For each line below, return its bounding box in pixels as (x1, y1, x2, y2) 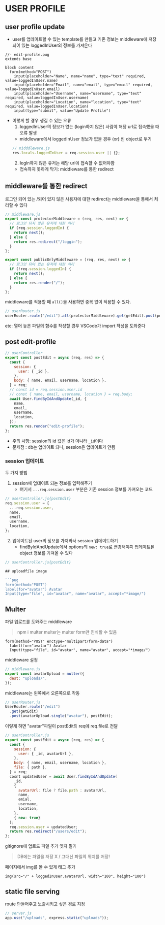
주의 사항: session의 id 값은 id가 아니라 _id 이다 (12, 438, 103, 444)
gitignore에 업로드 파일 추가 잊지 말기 (5, 843, 77, 849)
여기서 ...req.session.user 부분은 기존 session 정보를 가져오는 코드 (19, 486, 153, 493)
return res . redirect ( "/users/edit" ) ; (9, 829, 87, 834)
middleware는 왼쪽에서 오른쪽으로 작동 (5, 690, 80, 696)
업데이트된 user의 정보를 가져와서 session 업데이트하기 (12, 538, 118, 544)
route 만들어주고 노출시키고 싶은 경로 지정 (5, 901, 85, 907)
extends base (5, 57, 32, 62)
